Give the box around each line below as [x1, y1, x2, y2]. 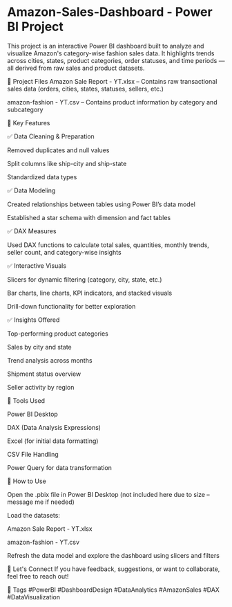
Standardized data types [7, 172, 77, 181]
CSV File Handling [7, 450, 59, 458]
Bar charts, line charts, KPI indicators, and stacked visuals [7, 289, 173, 297]
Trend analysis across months [7, 356, 93, 364]
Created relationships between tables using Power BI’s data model [7, 200, 195, 208]
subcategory [7, 105, 43, 114]
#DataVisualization [7, 592, 61, 601]
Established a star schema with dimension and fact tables [7, 213, 171, 221]
